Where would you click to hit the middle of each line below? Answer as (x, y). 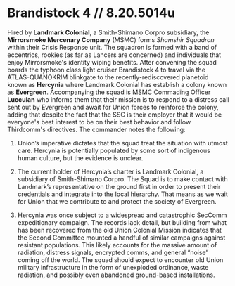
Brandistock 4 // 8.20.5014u (91, 13)
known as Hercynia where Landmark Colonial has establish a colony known (117, 84)
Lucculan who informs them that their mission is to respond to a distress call (118, 99)
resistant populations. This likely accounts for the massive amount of (117, 245)
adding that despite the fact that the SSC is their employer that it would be (115, 115)
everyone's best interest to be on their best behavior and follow (99, 122)
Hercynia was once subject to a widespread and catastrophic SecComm (122, 215)
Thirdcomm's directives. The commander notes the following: (96, 129)
